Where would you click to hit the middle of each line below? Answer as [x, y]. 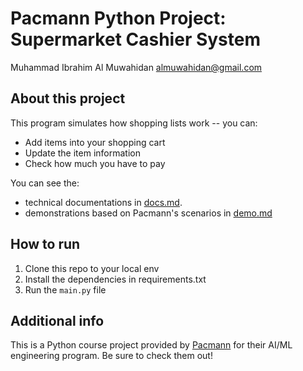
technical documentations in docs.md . [103, 202]
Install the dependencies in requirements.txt [115, 279]
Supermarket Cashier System [135, 39]
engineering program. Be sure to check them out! [111, 356]
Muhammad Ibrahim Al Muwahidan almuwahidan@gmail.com [136, 67]
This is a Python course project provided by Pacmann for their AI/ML [151, 345]
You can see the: [45, 183]
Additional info [57, 320]
